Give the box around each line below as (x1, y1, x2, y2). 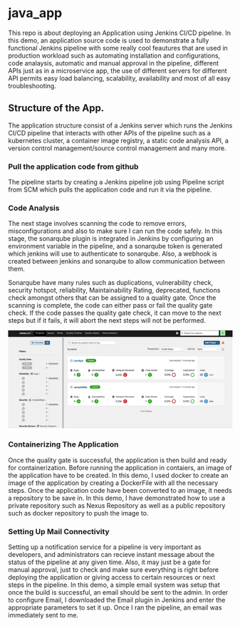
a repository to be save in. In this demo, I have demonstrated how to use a (8, 494, 226, 502)
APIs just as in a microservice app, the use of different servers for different (8, 66, 227, 75)
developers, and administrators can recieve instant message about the (8, 550, 215, 558)
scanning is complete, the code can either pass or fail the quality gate (8, 301, 213, 310)
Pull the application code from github (8, 162, 139, 172)
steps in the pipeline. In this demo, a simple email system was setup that (8, 580, 220, 589)
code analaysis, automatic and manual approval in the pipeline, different (8, 58, 219, 67)
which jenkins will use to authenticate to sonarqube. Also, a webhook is (8, 249, 218, 258)
